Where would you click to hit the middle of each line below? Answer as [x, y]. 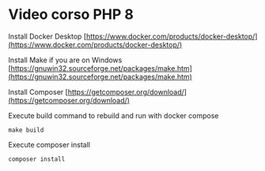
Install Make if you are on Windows [65, 60]
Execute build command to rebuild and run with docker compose [114, 115]
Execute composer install [49, 144]
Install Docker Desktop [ [47, 36]
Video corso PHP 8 [71, 15]
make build [26, 130]
